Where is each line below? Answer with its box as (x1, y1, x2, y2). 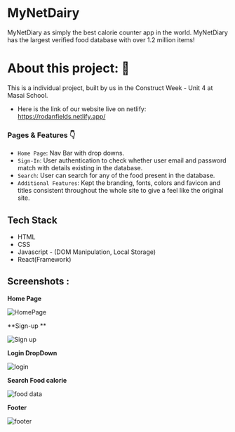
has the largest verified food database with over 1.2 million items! (7, 35, 195, 44)
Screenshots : (7, 276, 70, 288)
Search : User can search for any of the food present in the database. (17, 171, 215, 180)
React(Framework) (17, 255, 72, 263)
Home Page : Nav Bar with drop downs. (17, 149, 125, 158)
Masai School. (7, 91, 48, 99)
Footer (7, 403, 27, 412)
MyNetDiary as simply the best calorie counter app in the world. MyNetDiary (7, 28, 228, 37)
